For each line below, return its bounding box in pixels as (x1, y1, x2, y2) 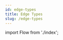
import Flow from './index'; (5, 30, 59, 36)
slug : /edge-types (5, 16, 43, 21)
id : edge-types (5, 7, 36, 12)
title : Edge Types (5, 12, 43, 17)
